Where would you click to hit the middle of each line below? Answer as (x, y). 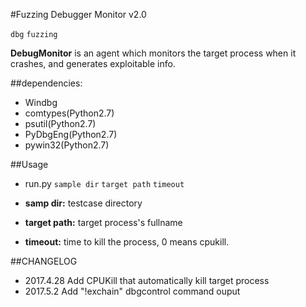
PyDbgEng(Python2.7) (71, 134)
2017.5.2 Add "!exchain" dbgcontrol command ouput (132, 291)
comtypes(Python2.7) (69, 113)
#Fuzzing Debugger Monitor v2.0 (78, 14)
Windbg (41, 102)
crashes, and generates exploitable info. (93, 63)
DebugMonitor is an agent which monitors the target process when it (153, 53)
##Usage (29, 164)
